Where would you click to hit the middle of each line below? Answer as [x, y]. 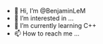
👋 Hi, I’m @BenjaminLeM [50, 11]
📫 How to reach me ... [47, 34]
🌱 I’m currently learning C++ [55, 25]
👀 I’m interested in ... [44, 18]
